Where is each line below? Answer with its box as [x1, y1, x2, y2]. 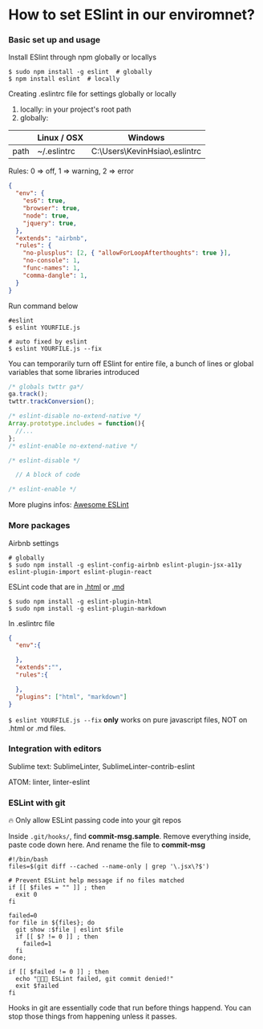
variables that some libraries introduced [8, 367, 140, 376]
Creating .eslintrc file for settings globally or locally [8, 89, 176, 99]
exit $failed [15, 982, 59, 990]
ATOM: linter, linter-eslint [8, 777, 91, 787]
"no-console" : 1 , [22, 257, 81, 265]
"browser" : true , [22, 205, 81, 213]
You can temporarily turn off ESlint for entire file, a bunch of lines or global [8, 359, 254, 368]
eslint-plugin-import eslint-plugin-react [8, 567, 152, 576]
